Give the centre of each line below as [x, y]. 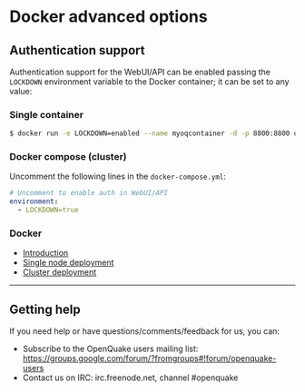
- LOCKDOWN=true [48, 211]
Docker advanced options [108, 17]
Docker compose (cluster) [68, 157]
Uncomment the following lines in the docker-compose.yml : [118, 176]
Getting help [45, 309]
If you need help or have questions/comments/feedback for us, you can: [144, 331]
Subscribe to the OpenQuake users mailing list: [110, 349]
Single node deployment [68, 263]
